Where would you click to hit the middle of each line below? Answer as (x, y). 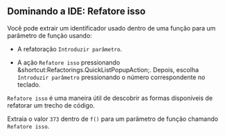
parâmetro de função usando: (49, 35)
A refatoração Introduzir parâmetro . (70, 49)
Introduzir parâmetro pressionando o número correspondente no (111, 77)
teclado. (29, 84)
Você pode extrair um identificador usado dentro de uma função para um (111, 28)
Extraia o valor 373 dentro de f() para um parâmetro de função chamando (113, 119)
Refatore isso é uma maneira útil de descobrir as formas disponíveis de (110, 98)
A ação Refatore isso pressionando (69, 62)
